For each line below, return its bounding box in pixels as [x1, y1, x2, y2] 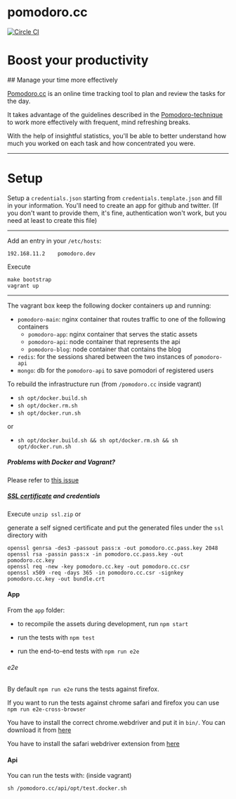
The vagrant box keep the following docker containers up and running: [7, 301, 211, 310]
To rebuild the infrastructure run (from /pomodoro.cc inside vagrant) [7, 379, 202, 388]
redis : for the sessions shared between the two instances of [17, 352, 193, 360]
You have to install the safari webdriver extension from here [7, 740, 181, 748]
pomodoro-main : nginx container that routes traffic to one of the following [17, 315, 226, 323]
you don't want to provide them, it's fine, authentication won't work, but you [7, 209, 227, 217]
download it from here [7, 726, 72, 734]
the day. [7, 97, 31, 105]
